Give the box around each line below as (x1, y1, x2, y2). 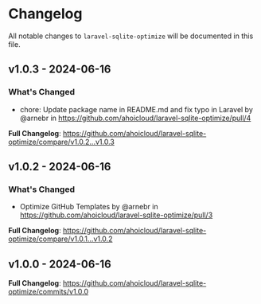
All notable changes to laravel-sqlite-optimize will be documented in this (8, 31, 254, 41)
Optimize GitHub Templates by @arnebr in (19, 202, 158, 212)
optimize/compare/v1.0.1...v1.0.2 (8, 234, 113, 244)
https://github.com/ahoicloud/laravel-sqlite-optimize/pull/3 (19, 210, 213, 220)
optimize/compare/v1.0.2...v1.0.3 (8, 137, 115, 146)
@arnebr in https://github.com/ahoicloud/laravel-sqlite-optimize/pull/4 (19, 113, 251, 123)
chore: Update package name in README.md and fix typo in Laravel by (19, 104, 253, 114)
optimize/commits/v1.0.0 (8, 287, 89, 297)
